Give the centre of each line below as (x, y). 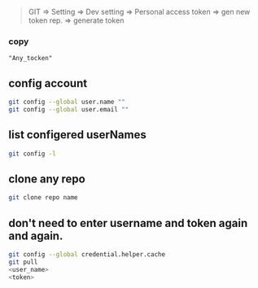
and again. (36, 236)
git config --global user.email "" (69, 109)
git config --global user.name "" (67, 102)
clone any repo (47, 179)
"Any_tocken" (31, 59)
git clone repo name (44, 198)
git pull (23, 262)
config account (48, 83)
